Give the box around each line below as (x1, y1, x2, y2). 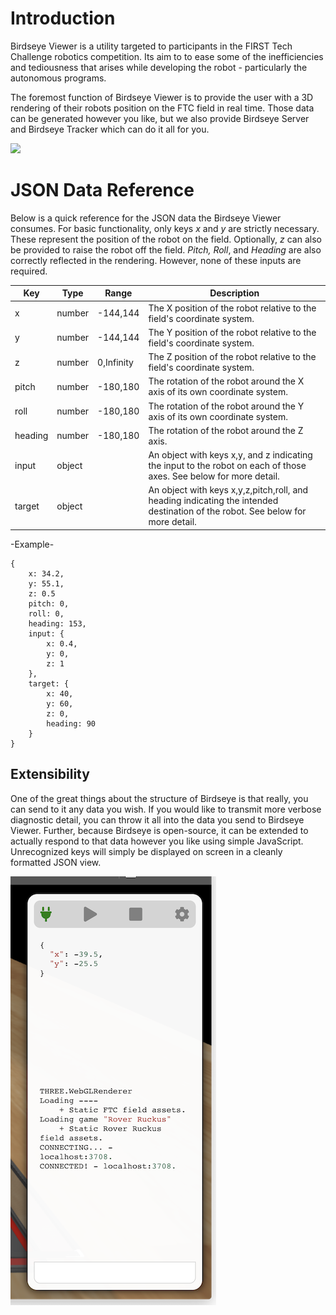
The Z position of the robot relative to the (148, 351, 317, 363)
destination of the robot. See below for (148, 505, 307, 517)
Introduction (10, 7, 116, 30)
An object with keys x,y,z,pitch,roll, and (148, 484, 309, 496)
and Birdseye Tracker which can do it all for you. (10, 123, 210, 135)
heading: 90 (46, 718, 97, 729)
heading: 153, (28, 618, 87, 629)
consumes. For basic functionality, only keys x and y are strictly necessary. (10, 222, 320, 234)
